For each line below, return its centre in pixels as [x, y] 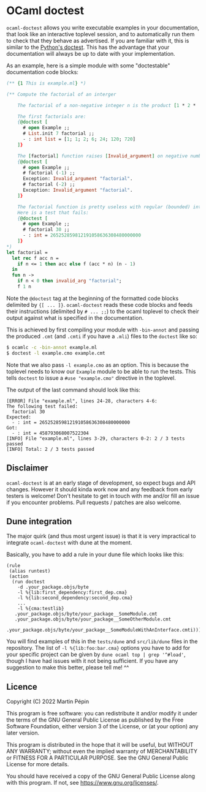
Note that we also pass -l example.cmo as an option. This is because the [97, 364]
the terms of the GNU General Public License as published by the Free [95, 720]
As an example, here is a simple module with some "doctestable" [88, 66]
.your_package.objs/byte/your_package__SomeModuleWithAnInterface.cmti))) [104, 630]
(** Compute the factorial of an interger [61, 94]
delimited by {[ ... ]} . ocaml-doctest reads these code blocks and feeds [100, 304]
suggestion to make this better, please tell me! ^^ [68, 668]
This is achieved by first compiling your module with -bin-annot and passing [103, 330]
